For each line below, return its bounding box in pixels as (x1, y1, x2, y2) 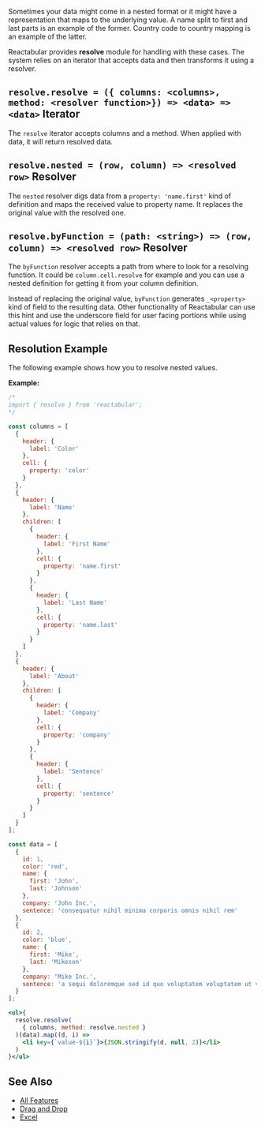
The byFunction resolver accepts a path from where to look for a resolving (8, 262, 249, 272)
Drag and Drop (19, 1105, 69, 1114)
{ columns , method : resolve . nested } (22, 1023, 147, 1031)
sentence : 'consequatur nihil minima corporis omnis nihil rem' (22, 906, 238, 914)
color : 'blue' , (22, 936, 73, 944)
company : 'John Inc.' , (22, 899, 97, 907)
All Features (19, 1096, 59, 1105)
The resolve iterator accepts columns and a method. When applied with (8, 128, 242, 137)
